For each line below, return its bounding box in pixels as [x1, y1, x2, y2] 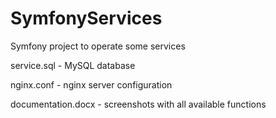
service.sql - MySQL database [10, 59, 136, 71]
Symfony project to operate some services [10, 40, 186, 52]
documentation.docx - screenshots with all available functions [10, 98, 267, 110]
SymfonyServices [10, 7, 163, 30]
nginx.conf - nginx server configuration [10, 78, 173, 91]
